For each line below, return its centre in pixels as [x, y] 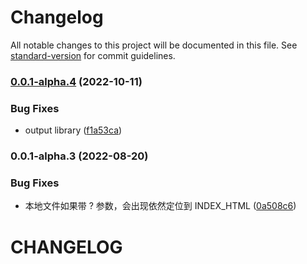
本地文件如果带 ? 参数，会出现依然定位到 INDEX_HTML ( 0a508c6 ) [160, 206]
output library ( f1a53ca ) [73, 130]
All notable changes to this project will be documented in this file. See [154, 45]
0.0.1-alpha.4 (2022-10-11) [76, 81]
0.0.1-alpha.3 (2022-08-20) [79, 156]
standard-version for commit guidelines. [93, 55]
